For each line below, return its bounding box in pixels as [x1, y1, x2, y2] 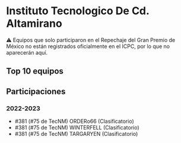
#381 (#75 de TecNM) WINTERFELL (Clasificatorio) [14, 124, 139, 131]
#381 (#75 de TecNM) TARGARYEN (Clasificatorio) [14, 131, 138, 138]
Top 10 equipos [6, 66, 64, 77]
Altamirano [6, 17, 62, 30]
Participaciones [6, 86, 66, 96]
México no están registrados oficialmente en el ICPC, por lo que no [6, 43, 170, 50]
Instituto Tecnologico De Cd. [6, 4, 150, 18]
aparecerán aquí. [6, 49, 48, 56]
